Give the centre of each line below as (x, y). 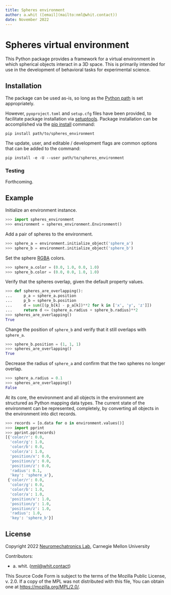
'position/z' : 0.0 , (31, 466)
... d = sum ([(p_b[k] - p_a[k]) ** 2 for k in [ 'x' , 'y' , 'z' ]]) (79, 305)
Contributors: (19, 556)
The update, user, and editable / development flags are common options (81, 143)
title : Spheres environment (35, 10)
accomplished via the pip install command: (50, 124)
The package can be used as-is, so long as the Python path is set (74, 98)
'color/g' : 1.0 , (27, 442)
